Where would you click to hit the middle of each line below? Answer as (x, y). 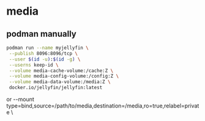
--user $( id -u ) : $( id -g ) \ (45, 59)
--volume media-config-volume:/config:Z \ (64, 76)
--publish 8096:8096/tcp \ (43, 53)
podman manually (41, 34)
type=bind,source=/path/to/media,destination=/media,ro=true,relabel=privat (103, 106)
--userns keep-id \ (34, 65)
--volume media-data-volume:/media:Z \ (60, 82)
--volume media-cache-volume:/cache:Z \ (61, 71)
